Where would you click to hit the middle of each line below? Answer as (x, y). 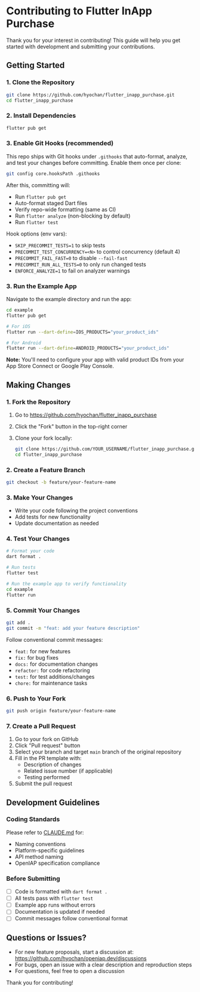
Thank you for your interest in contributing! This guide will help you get (93, 40)
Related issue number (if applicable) (68, 771)
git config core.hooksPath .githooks (53, 174)
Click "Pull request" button (47, 746)
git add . (19, 623)
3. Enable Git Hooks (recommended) (60, 143)
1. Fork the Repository (39, 402)
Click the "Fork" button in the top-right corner (71, 426)
